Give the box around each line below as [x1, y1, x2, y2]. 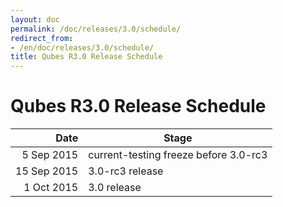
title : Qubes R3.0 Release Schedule [10, 52, 163, 62]
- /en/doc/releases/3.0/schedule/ [10, 42, 155, 53]
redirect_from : [10, 33, 74, 43]
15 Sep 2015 [15, 164, 79, 178]
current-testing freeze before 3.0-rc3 [88, 148, 268, 162]
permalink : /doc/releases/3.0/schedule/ [10, 24, 182, 34]
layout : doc [10, 14, 60, 25]
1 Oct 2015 [23, 181, 79, 195]
